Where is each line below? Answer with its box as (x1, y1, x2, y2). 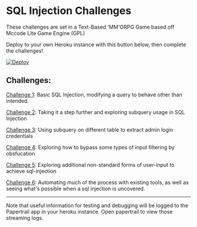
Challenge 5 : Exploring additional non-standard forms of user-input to (6, 161, 175, 168)
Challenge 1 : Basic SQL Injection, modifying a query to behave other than (6, 91, 183, 98)
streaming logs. (6, 214, 44, 221)
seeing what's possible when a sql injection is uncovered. (6, 185, 145, 192)
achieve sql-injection (6, 167, 57, 174)
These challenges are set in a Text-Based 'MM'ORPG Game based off (6, 23, 175, 30)
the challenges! (6, 47, 43, 54)
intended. (6, 97, 29, 104)
